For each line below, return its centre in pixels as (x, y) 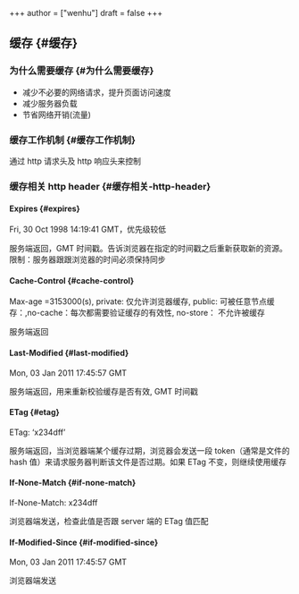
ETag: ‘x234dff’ (37, 432)
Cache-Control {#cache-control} (72, 280)
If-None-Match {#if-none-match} (73, 483)
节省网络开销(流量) (57, 115)
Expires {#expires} (45, 208)
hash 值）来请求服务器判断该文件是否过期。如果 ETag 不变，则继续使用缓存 (148, 462)
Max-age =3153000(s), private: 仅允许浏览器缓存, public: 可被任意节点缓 (142, 301)
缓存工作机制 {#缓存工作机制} (73, 140)
